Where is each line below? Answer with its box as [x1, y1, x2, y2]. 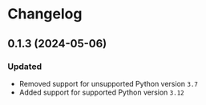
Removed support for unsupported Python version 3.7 [18, 79, 198, 88]
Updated [7, 61, 42, 72]
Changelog [7, 5, 83, 23]
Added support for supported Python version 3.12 [18, 87, 185, 97]
